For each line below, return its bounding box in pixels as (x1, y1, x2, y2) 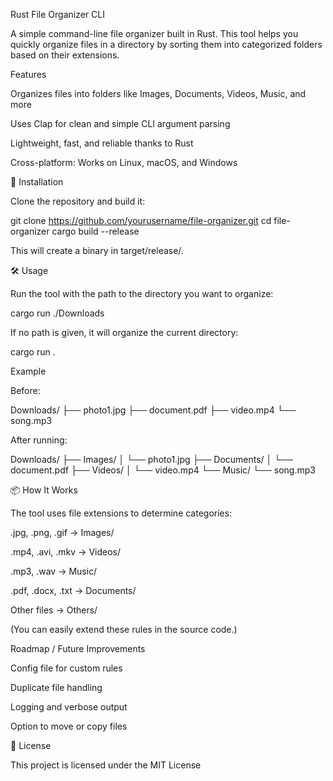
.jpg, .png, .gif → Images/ (10, 527, 115, 538)
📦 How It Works (10, 484, 78, 496)
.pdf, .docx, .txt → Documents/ (10, 585, 137, 596)
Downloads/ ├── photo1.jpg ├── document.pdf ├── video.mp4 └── (10, 404, 297, 416)
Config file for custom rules (10, 662, 123, 674)
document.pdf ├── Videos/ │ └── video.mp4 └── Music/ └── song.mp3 (10, 464, 316, 476)
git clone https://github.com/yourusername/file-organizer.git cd (10, 215, 272, 226)
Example (10, 365, 47, 377)
